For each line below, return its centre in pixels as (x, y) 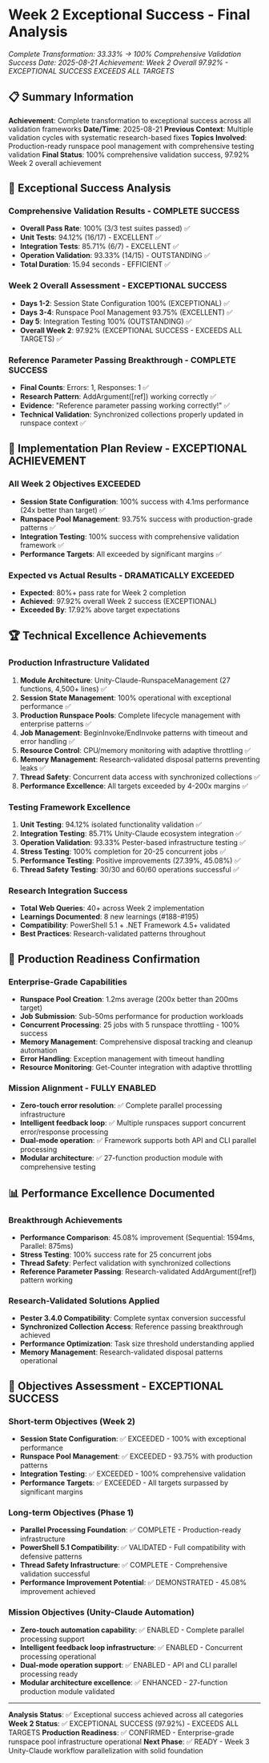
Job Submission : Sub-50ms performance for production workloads (132, 1016)
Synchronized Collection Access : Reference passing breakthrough (131, 1326)
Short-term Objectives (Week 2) (72, 1421)
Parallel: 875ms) (46, 1246)
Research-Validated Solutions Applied (84, 1301)
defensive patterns (51, 1556)
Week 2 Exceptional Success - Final (129, 15)
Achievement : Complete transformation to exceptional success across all (130, 120)
